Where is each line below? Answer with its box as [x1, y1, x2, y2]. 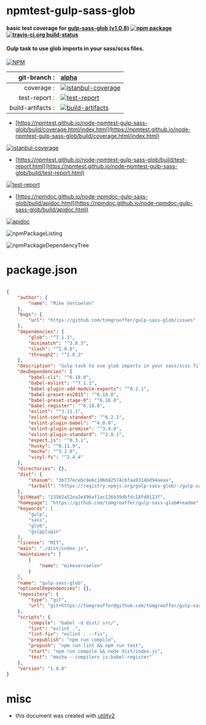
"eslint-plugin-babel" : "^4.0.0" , [28, 420, 116, 427]
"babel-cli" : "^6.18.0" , [28, 374, 92, 381]
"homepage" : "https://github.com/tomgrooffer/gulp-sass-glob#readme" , [17, 500, 202, 506]
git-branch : [18, 73, 55, 82]
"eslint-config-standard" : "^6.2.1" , [28, 414, 124, 421]
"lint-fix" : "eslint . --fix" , [28, 631, 109, 637]
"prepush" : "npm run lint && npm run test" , [28, 643, 144, 649]
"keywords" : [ [17, 506, 53, 512]
